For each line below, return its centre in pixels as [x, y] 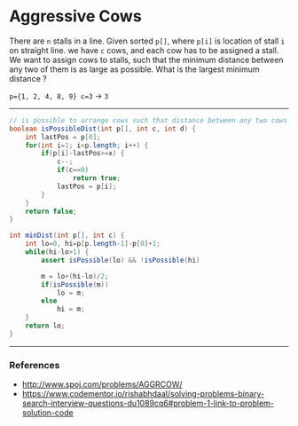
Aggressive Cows [75, 16]
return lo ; [45, 326]
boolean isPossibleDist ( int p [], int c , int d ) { [103, 129]
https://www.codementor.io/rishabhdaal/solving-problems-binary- [143, 394]
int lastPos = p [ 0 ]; [63, 137]
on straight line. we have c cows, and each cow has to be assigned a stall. [144, 50]
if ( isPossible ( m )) [75, 284]
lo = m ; [71, 293]
